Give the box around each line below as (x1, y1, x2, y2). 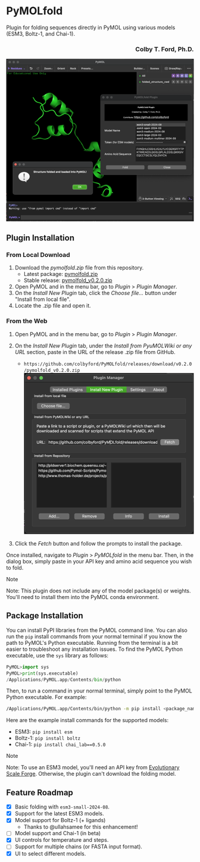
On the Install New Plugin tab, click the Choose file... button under (14, 290, 177, 297)
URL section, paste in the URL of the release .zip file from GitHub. (14, 348, 176, 355)
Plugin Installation (6, 233, 75, 243)
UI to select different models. (14, 850, 86, 857)
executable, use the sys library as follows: (6, 651, 109, 659)
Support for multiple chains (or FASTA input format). (14, 843, 143, 850)
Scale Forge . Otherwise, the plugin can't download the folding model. (6, 770, 177, 778)
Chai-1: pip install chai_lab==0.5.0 (14, 741, 106, 748)
